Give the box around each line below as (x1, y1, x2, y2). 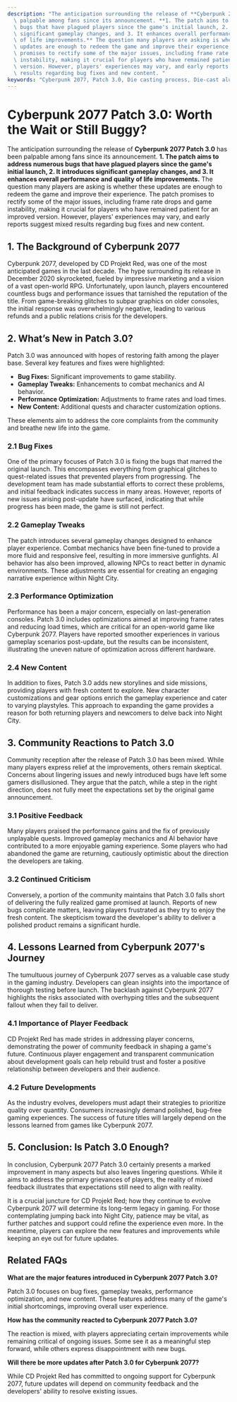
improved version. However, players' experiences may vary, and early (7, 213, 210, 221)
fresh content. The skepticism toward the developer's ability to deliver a (7, 913, 217, 921)
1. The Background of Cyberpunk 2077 (7, 240, 181, 252)
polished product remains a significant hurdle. (7, 921, 141, 929)
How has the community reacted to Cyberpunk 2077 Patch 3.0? (7, 1316, 197, 1324)
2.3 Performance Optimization (7, 591, 114, 601)
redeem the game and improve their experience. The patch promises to (7, 190, 215, 199)
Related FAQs (7, 1254, 68, 1266)
